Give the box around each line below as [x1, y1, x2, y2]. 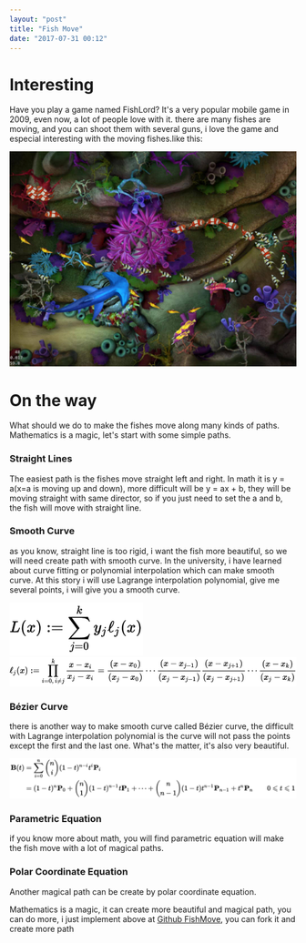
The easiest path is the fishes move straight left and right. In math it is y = [9, 473, 285, 484]
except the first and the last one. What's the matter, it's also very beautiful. [9, 740, 290, 751]
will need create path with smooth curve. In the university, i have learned [9, 555, 282, 566]
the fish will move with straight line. [9, 502, 142, 513]
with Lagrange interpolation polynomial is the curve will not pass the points [9, 731, 291, 742]
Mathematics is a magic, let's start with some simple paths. [9, 430, 231, 441]
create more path [9, 923, 75, 934]
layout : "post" [9, 15, 67, 24]
